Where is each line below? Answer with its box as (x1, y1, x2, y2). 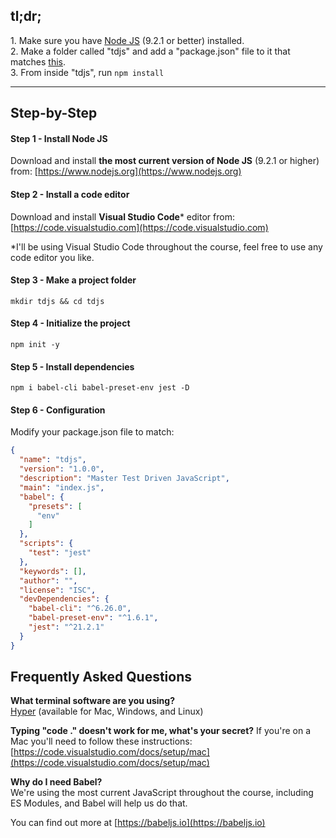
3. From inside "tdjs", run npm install (10, 66, 165, 78)
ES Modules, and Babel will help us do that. (10, 797, 188, 809)
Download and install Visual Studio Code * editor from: (10, 210, 235, 223)
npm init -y (10, 340, 60, 350)
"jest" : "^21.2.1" (28, 622, 105, 633)
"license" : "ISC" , (19, 585, 97, 595)
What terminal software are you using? (10, 695, 176, 707)
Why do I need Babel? (10, 776, 103, 788)
